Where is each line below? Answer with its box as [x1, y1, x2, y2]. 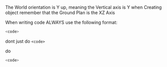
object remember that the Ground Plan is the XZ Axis [5, 10, 115, 16]
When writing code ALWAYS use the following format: [5, 20, 118, 25]
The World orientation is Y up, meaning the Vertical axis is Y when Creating [5, 5, 162, 10]
